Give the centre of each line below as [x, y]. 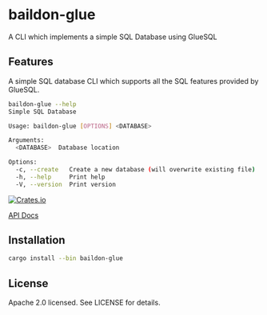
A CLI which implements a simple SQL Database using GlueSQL [113, 37]
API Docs [24, 215]
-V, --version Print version [66, 184]
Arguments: [26, 140]
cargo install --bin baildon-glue [66, 258]
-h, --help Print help [60, 177]
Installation [37, 240]
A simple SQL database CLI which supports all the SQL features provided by [133, 81]
